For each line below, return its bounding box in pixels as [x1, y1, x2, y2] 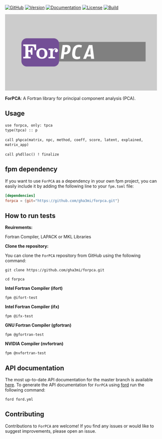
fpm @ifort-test [5, 296, 38, 300]
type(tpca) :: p [5, 127, 38, 133]
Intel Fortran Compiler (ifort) [5, 285, 63, 291]
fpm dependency [5, 165, 58, 173]
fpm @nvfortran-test [5, 351, 47, 356]
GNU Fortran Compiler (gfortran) [5, 322, 72, 328]
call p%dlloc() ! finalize [5, 152, 59, 157]
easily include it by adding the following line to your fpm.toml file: [5, 183, 134, 189]
